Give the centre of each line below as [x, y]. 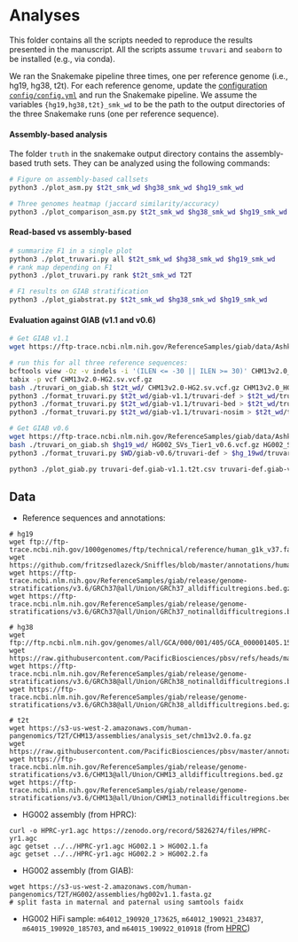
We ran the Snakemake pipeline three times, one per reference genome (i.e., [149, 75]
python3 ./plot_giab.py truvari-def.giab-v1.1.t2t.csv [113, 469]
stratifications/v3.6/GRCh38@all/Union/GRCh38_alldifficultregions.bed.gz [150, 705]
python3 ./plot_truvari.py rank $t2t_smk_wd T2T [101, 276]
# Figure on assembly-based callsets [79, 180]
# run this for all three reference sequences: [99, 363]
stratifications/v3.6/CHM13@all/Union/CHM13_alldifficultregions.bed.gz [146, 775]
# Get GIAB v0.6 [39, 428]
